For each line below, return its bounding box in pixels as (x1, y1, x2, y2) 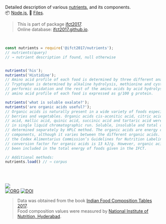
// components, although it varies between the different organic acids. (5, 132, 161, 137)
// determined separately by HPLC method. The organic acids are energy (5, 128, 158, 133)
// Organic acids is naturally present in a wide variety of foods (5, 109, 147, 114)
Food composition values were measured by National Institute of (17, 208, 149, 214)
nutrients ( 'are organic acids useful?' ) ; (5, 104, 92, 109)
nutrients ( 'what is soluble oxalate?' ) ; (5, 100, 90, 105)
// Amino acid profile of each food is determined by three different (5, 77, 154, 82)
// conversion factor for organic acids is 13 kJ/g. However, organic (5, 141, 154, 146)
